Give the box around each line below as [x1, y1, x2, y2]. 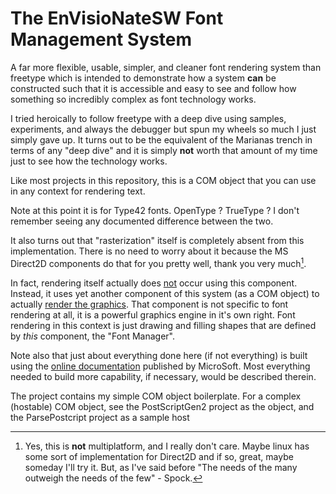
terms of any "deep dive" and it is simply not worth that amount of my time [10, 144, 318, 156]
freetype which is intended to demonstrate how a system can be [10, 72, 277, 84]
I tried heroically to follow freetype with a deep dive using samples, [10, 112, 287, 124]
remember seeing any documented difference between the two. [10, 215, 274, 227]
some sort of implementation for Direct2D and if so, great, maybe [24, 450, 294, 462]
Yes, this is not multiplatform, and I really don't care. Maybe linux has [24, 440, 310, 452]
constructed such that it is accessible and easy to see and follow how [10, 82, 297, 94]
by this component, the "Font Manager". [10, 330, 176, 342]
